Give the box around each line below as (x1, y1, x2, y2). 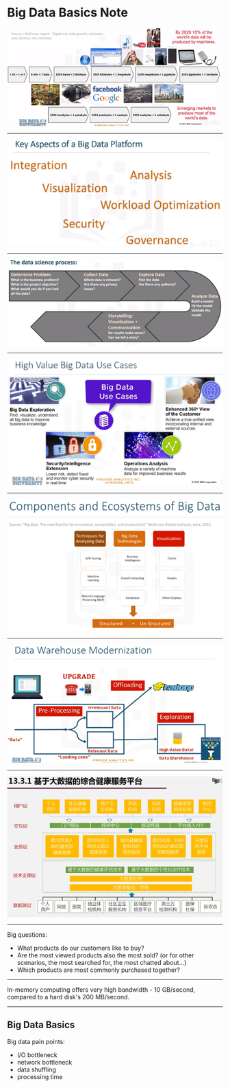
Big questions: (7, 931, 48, 939)
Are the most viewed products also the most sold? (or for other (16, 951, 194, 959)
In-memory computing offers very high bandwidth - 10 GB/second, (7, 986, 196, 994)
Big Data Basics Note (7, 5, 129, 21)
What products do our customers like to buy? (16, 944, 145, 953)
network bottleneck (16, 1058, 73, 1066)
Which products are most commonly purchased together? (16, 966, 180, 974)
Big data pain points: (7, 1037, 65, 1045)
